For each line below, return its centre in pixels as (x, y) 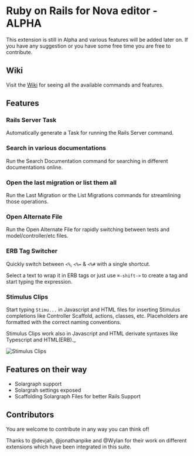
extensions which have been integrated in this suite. (69, 447)
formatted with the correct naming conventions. (64, 322)
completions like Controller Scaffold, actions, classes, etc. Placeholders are (97, 315)
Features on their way (47, 370)
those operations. (27, 202)
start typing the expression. (39, 281)
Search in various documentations (56, 148)
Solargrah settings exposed (48, 390)
